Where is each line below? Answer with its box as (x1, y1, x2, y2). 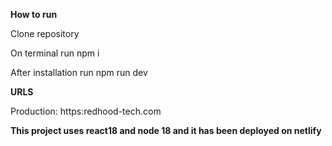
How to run (10, 9, 58, 20)
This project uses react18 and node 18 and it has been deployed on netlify (10, 125, 322, 136)
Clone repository (10, 28, 80, 39)
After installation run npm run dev (10, 67, 148, 78)
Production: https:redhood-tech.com (10, 105, 162, 117)
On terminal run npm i (10, 47, 100, 59)
